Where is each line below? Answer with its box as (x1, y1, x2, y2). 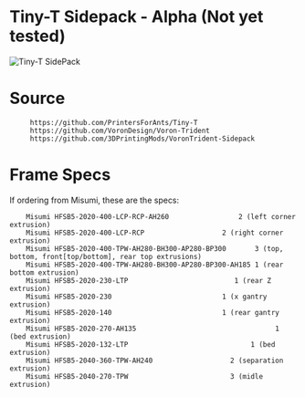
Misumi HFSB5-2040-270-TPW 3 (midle (26, 371, 263, 381)
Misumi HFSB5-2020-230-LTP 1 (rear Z (26, 276, 272, 285)
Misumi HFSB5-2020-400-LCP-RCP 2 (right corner (26, 228, 284, 237)
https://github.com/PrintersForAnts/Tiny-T (29, 118, 198, 127)
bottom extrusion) (9, 267, 79, 277)
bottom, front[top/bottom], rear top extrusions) (9, 252, 203, 261)
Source (9, 89, 66, 109)
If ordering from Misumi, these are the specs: (9, 194, 180, 205)
